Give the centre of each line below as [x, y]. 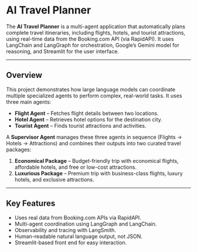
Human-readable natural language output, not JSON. [78, 236]
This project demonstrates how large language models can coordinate [91, 89]
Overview [24, 75]
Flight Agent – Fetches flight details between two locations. [86, 113]
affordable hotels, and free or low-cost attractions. [75, 167]
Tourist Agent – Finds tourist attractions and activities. [80, 125]
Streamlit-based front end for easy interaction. [71, 242]
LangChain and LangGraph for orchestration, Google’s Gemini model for [93, 45]
